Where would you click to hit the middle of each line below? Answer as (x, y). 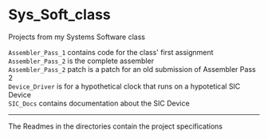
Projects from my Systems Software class (77, 37)
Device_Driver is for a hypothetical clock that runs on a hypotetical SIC (124, 86)
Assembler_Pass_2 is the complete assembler (81, 61)
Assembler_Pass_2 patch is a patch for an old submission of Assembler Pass (132, 69)
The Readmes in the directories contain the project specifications (116, 126)
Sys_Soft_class (60, 15)
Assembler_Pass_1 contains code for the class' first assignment (111, 52)
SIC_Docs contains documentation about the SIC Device (99, 103)
